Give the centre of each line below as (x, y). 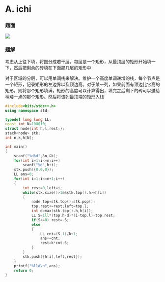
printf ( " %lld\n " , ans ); (37, 266)
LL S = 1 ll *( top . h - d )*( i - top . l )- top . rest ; (73, 215)
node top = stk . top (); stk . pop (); (63, 202)
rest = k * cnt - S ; (55, 243)
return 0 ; (24, 270)
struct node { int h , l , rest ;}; (35, 129)
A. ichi (18, 9)
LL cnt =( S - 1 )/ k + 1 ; (59, 234)
